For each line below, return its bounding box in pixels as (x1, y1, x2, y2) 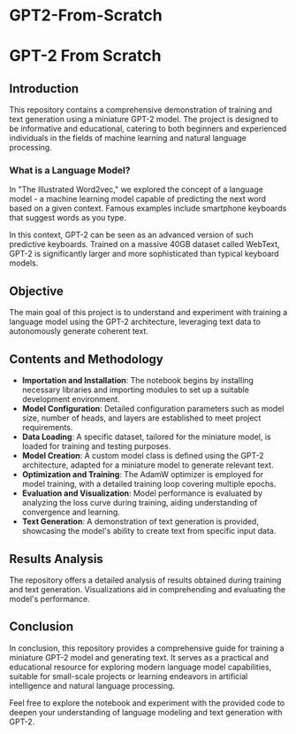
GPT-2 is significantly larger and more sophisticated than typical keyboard (9, 249, 280, 259)
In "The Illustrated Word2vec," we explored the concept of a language (9, 184, 263, 195)
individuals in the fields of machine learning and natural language (9, 133, 247, 143)
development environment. (21, 394, 121, 405)
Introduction (9, 81, 80, 96)
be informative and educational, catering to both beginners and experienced (9, 123, 287, 134)
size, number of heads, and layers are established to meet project (21, 413, 262, 423)
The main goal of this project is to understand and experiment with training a (9, 307, 288, 318)
